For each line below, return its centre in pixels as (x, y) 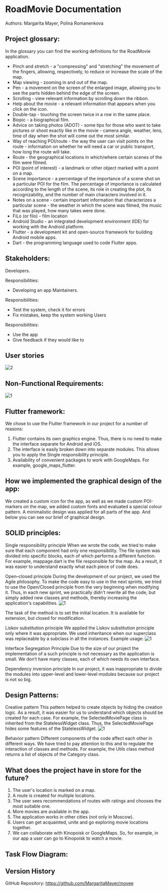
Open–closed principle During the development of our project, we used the (82, 576)
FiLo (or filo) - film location (40, 216)
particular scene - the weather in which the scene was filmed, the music (87, 205)
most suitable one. (32, 806)
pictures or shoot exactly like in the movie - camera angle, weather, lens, (88, 130)
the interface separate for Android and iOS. (57, 444)
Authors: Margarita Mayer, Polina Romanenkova (54, 23)
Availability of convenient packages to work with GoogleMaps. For (81, 460)
